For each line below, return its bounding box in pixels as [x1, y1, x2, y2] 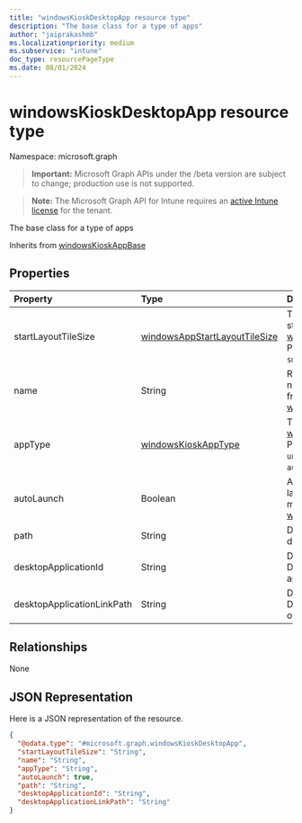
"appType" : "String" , [17, 764, 99, 774]
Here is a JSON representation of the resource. [9, 713, 184, 724]
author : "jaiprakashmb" [9, 30, 99, 39]
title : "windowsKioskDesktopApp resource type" [9, 13, 191, 22]
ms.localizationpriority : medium [9, 38, 135, 48]
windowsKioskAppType [140, 438, 240, 451]
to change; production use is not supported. [31, 177, 195, 189]
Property [13, 292, 53, 305]
